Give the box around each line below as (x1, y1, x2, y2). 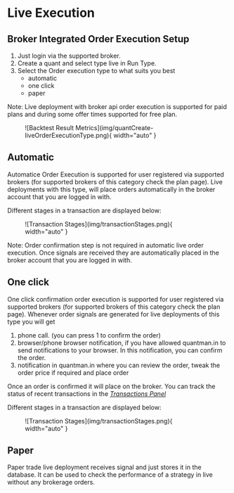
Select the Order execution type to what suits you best (17, 67, 176, 75)
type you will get (7, 317, 56, 326)
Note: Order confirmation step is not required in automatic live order (7, 241, 204, 249)
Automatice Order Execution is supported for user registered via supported (7, 170, 225, 179)
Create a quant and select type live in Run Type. (17, 59, 157, 68)
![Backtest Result (25, 124, 74, 132)
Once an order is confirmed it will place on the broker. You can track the (7, 382, 216, 390)
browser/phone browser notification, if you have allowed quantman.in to (17, 338, 226, 347)
